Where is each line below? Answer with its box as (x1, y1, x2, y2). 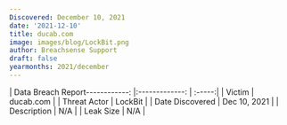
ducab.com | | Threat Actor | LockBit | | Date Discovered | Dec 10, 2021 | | (9, 96, 279, 106)
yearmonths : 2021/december (9, 63, 110, 72)
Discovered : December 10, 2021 (9, 12, 126, 22)
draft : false (9, 54, 58, 63)
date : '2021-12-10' (9, 21, 82, 30)
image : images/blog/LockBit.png (9, 37, 129, 47)
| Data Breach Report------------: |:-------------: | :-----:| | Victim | (9, 86, 254, 98)
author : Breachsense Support (9, 46, 118, 55)
